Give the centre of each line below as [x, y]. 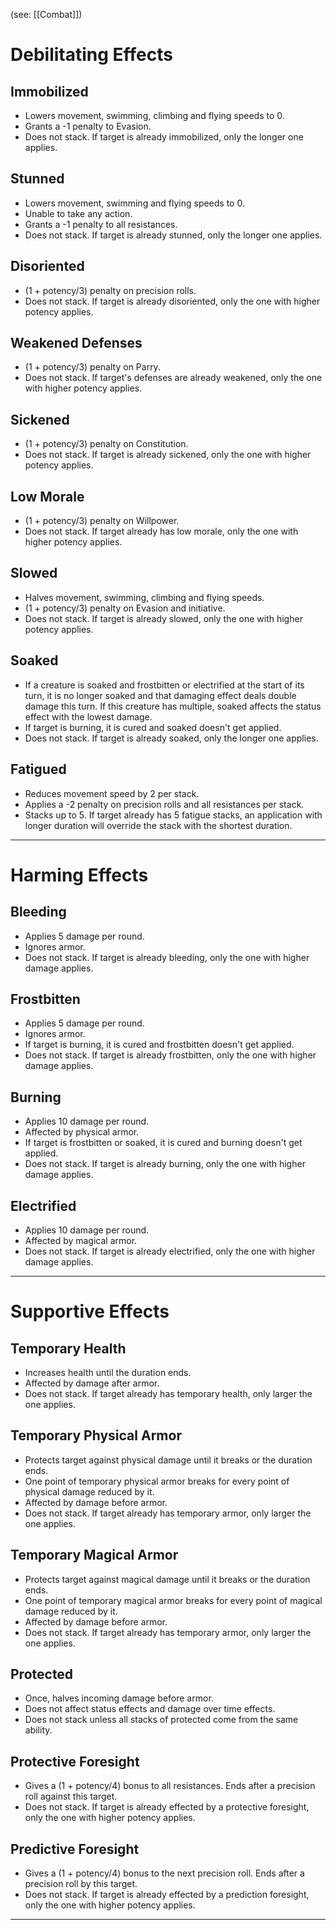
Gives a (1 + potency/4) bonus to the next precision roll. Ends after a [164, 1873]
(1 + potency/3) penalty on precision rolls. [110, 290]
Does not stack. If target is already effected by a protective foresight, [167, 1807]
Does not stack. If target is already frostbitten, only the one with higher [170, 1055]
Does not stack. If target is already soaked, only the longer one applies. [171, 738]
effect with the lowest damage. [88, 716]
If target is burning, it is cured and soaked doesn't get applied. [153, 727]
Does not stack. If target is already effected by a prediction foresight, [167, 1894]
